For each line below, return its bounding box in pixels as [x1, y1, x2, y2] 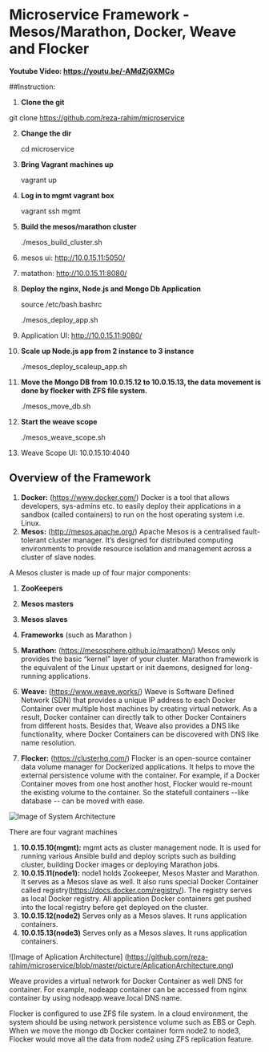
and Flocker [9, 40, 90, 58]
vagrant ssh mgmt [20, 206, 81, 216]
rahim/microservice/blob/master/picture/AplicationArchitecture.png [9, 961, 231, 970]
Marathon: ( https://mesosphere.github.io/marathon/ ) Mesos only [20, 645, 236, 655]
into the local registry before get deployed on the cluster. [20, 902, 209, 912]
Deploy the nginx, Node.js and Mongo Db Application [20, 283, 202, 294]
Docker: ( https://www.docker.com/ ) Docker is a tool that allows [20, 492, 231, 502]
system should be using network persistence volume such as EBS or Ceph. [9, 1017, 257, 1026]
